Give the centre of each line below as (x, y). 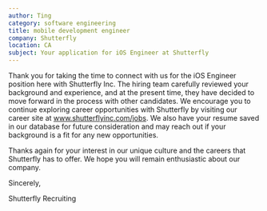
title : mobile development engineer (69, 30)
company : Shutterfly (43, 38)
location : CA (30, 46)
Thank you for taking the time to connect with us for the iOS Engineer (122, 76)
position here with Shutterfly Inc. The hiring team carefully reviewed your (129, 84)
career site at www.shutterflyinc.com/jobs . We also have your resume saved (134, 118)
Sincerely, (25, 183)
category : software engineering (62, 23)
